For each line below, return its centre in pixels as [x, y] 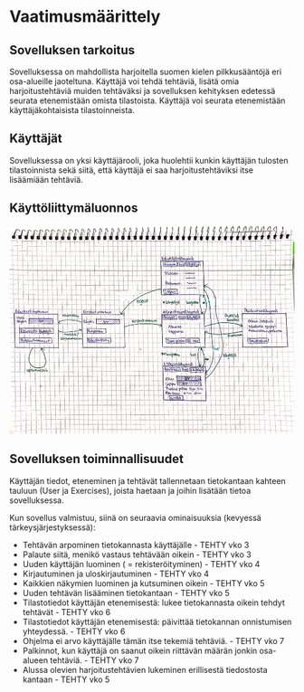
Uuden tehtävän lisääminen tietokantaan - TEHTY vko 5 [126, 592]
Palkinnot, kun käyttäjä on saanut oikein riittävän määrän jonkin [140, 650]
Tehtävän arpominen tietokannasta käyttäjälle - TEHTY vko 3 [136, 545]
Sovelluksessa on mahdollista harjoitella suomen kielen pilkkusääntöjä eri [146, 71]
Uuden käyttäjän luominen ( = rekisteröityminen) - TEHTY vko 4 [141, 564]
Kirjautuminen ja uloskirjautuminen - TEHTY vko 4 [116, 574]
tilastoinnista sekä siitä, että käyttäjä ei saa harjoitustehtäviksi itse [132, 170]
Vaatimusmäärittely [85, 17]
